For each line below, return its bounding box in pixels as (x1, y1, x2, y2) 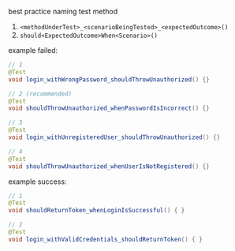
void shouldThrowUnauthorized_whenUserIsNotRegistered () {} (8, 162, 211, 170)
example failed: (8, 46, 58, 54)
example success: (8, 177, 67, 186)
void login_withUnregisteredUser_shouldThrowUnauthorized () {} (8, 133, 221, 141)
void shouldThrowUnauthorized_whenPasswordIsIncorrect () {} (8, 104, 211, 113)
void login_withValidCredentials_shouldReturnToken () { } (8, 235, 203, 243)
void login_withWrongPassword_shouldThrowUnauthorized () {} (8, 75, 211, 84)
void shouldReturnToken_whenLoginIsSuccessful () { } (8, 207, 185, 215)
